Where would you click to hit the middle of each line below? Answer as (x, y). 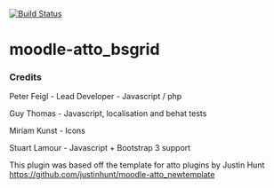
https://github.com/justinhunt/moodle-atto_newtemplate (112, 175)
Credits (25, 77)
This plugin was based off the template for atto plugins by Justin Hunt (137, 165)
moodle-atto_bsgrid (85, 50)
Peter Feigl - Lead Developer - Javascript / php (96, 97)
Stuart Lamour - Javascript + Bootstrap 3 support (100, 148)
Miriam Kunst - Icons (48, 131)
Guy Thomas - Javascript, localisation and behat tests (108, 114)
